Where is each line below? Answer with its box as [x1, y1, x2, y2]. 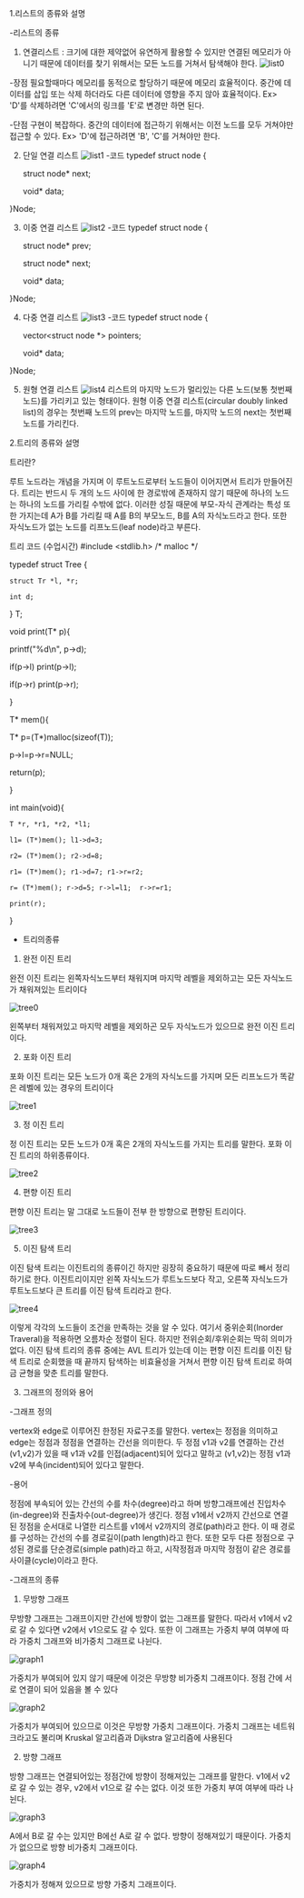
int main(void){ [9, 803, 65, 813]
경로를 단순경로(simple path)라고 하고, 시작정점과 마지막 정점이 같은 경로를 [25, 1543, 291, 1554]
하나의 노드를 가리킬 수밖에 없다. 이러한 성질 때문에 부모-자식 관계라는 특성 [18, 499, 281, 509]
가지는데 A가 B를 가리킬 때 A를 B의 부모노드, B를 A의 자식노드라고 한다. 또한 [18, 510, 288, 521]
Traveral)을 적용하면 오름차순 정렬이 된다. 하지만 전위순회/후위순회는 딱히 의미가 [9, 1334, 293, 1344]
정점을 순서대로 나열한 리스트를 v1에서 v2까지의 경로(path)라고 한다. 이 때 [18, 1521, 279, 1532]
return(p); [9, 767, 45, 777]
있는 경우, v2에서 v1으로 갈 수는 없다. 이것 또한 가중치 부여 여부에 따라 [37, 1783, 284, 1793]
